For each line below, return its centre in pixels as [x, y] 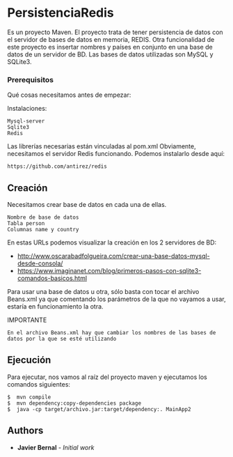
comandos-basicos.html [52, 278]
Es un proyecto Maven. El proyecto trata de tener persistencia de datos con [115, 32]
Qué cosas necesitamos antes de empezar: [69, 95]
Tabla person [26, 224]
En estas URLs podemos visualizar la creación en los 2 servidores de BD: [112, 242]
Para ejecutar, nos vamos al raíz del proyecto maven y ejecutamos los [107, 377]
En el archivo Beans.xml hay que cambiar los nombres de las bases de [112, 333]
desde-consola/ [40, 263]
